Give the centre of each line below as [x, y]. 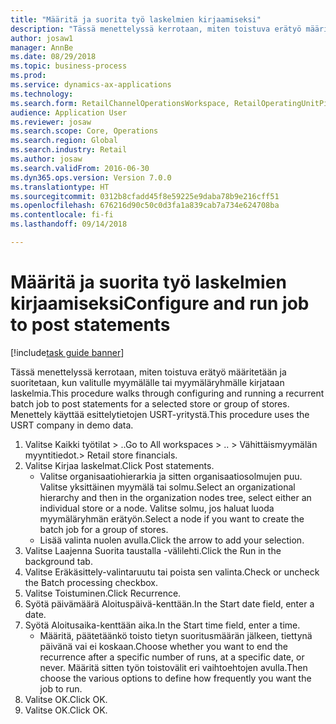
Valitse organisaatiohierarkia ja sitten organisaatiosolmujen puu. [171, 476]
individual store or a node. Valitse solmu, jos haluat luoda [157, 508]
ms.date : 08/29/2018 [53, 57]
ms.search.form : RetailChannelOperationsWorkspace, [120, 103]
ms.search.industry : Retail [69, 150]
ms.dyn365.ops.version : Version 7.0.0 [91, 177]
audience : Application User [69, 112]
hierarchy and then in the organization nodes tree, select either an [175, 497]
